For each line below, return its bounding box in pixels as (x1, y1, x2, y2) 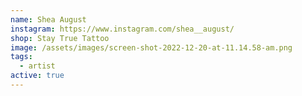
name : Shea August (10, 14, 87, 25)
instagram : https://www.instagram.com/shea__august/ (10, 24, 235, 34)
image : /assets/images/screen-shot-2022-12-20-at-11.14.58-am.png (10, 42, 293, 53)
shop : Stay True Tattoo (10, 33, 110, 43)
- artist (19, 61, 56, 71)
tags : (10, 52, 33, 62)
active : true (10, 71, 65, 81)
